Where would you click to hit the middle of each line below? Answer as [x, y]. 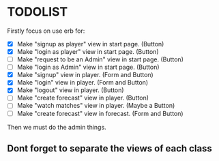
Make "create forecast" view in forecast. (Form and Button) [100, 113]
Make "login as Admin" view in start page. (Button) [88, 67]
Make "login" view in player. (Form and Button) [83, 83]
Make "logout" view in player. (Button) [70, 90]
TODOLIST [38, 12]
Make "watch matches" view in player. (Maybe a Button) [96, 106]
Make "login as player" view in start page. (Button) [88, 52]
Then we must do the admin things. [57, 127]
